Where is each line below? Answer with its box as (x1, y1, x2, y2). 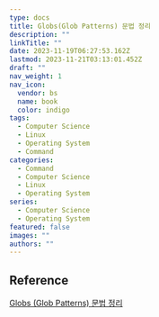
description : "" (9, 30, 70, 39)
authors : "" (9, 240, 54, 249)
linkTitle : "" (9, 38, 63, 48)
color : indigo (17, 105, 70, 114)
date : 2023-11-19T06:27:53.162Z (9, 47, 130, 56)
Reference (9, 272, 69, 288)
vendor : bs (17, 88, 58, 97)
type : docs (9, 13, 50, 23)
